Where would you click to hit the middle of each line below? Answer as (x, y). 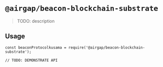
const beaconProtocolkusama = (36, 48)
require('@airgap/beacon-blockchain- (107, 48)
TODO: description (36, 21)
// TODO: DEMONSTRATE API (31, 60)
